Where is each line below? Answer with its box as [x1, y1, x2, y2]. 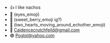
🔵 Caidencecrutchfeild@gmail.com [9, 27, 80, 33]
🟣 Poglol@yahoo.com [9, 33, 55, 38]
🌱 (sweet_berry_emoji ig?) [9, 17, 62, 22]
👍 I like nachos [9, 4, 41, 10]
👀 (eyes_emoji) [9, 12, 40, 17]
